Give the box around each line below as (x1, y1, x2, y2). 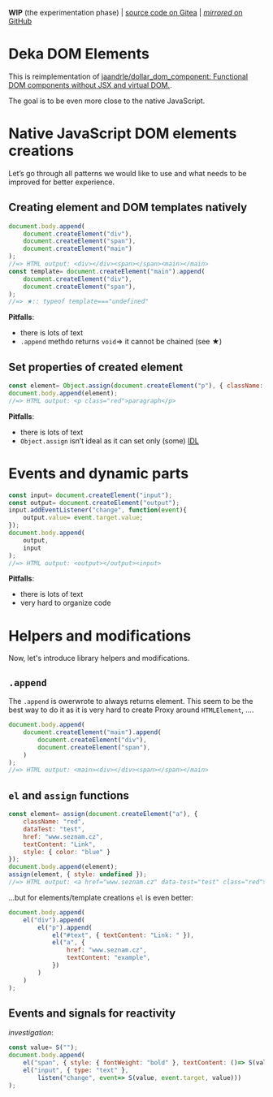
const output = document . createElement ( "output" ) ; (8, 499, 180, 507)
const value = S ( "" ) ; (8, 1043, 79, 1052)
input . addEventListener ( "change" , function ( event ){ (8, 506, 187, 515)
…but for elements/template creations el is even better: (8, 892, 193, 902)
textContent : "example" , (66, 954, 151, 962)
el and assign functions (8, 788, 130, 802)
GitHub (8, 16, 32, 26)
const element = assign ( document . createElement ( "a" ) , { (8, 810, 198, 818)
